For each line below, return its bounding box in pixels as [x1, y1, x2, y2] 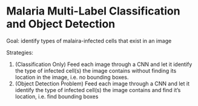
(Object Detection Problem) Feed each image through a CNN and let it [15, 80, 190, 87]
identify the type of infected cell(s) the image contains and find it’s [15, 86, 181, 93]
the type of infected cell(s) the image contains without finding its [15, 67, 177, 74]
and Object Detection [6, 17, 116, 31]
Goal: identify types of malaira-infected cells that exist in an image [6, 37, 172, 44]
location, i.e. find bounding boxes [15, 93, 99, 100]
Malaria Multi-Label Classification [6, 4, 180, 18]
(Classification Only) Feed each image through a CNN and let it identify [15, 61, 193, 68]
